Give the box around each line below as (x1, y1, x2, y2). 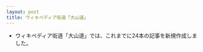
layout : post (6, 8, 40, 15)
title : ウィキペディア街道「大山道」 (6, 15, 89, 21)
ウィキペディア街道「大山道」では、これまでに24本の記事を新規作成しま (15, 31, 198, 39)
